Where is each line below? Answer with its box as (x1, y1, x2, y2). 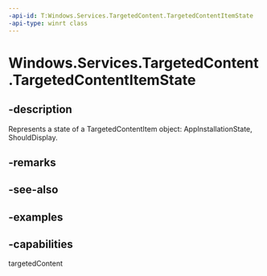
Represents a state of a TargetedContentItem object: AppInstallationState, (8, 124, 253, 133)
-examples (8, 210, 64, 224)
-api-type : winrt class (8, 19, 88, 27)
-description (8, 103, 72, 116)
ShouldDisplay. (8, 132, 58, 142)
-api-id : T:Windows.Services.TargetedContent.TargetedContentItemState (8, 11, 253, 20)
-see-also (8, 183, 59, 197)
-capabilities (8, 237, 74, 251)
